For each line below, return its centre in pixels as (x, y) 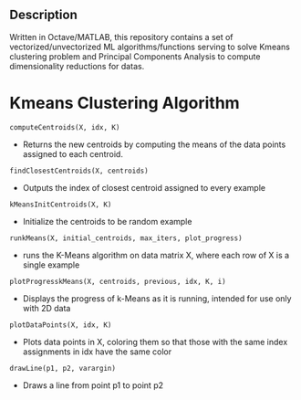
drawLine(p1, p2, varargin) (63, 368)
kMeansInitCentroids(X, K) (61, 205)
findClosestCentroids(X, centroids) (79, 171)
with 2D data (47, 308)
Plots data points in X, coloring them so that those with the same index (155, 342)
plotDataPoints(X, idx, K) (61, 325)
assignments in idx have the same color (97, 352)
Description (43, 15)
